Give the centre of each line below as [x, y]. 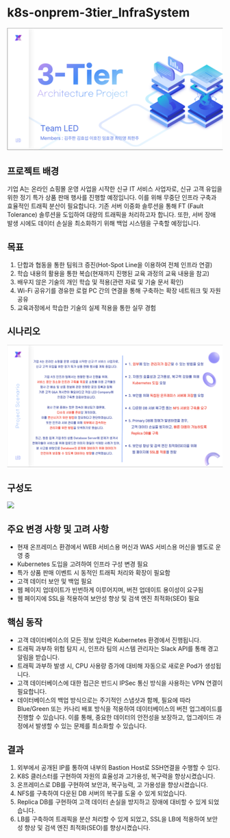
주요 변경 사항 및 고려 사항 [58, 529]
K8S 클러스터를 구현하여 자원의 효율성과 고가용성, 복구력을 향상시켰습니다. [116, 776]
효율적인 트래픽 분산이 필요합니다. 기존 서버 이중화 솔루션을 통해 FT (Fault [105, 206]
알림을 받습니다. [38, 657]
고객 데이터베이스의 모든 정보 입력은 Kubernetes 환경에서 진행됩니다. [109, 640]
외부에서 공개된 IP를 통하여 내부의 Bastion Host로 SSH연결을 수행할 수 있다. [118, 768]
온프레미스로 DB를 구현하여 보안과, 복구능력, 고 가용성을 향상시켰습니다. [113, 785]
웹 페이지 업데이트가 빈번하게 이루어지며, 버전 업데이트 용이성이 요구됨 [110, 590]
